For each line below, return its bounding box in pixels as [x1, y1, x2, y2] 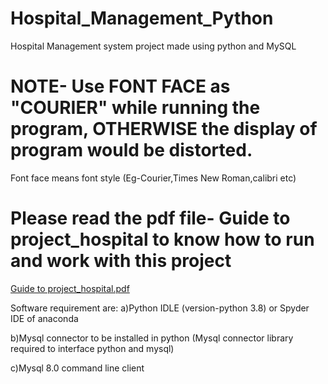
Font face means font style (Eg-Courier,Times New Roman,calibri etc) [10, 172, 297, 184]
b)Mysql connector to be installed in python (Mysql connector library [10, 332, 294, 344]
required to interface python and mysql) [10, 342, 175, 354]
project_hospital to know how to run [10, 228, 315, 251]
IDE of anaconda [10, 312, 79, 324]
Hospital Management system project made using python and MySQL [10, 40, 297, 52]
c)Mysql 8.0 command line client [10, 362, 145, 374]
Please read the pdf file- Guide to [10, 207, 291, 230]
